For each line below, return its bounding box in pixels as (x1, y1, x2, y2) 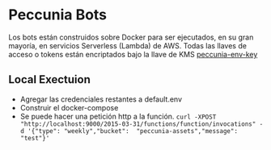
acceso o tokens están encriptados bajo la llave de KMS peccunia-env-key (8, 49, 258, 59)
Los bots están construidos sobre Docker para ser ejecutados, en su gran (8, 32, 254, 42)
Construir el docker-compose (19, 102, 119, 112)
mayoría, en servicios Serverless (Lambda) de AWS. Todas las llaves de (8, 40, 247, 50)
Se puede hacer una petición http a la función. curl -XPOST (19, 111, 217, 121)
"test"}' (19, 134, 50, 142)
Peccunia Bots (8, 6, 108, 24)
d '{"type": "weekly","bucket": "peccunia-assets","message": (19, 127, 239, 135)
